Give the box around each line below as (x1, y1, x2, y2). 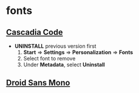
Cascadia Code (6, 27, 63, 37)
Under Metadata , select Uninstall (23, 61, 106, 68)
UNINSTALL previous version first (14, 42, 97, 49)
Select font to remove (23, 55, 76, 62)
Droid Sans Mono (6, 78, 70, 88)
